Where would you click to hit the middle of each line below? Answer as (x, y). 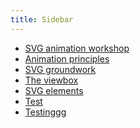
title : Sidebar (42, 19)
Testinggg (45, 112)
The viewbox (51, 80)
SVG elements (54, 90)
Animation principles (67, 58)
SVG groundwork (60, 69)
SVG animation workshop (77, 48)
